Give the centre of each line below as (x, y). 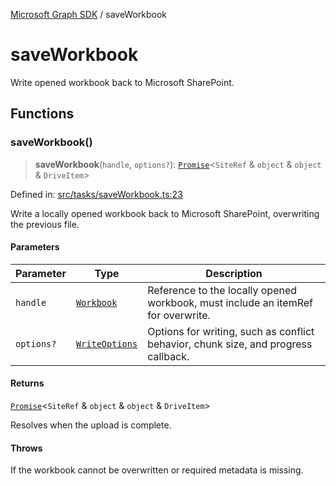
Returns (27, 383)
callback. (168, 356)
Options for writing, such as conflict (231, 331)
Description (234, 273)
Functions (42, 114)
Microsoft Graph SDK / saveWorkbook (89, 14)
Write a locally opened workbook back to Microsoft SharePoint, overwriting (165, 213)
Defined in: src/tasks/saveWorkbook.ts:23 (96, 194)
